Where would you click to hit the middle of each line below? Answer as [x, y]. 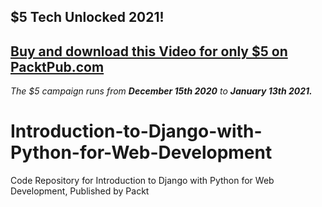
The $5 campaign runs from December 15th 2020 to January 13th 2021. [161, 91]
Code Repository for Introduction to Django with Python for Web [142, 181]
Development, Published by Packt [80, 191]
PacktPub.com [57, 66]
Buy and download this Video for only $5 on [149, 51]
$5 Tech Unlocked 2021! [87, 17]
